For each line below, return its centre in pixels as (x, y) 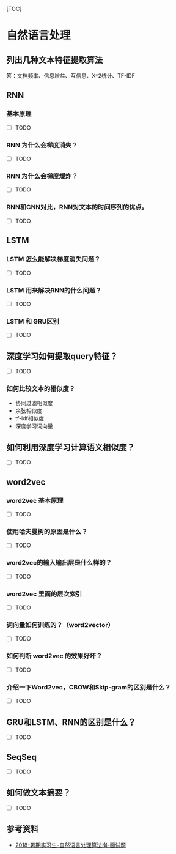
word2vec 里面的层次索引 (44, 594)
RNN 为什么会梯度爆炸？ (42, 176)
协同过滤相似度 (34, 403)
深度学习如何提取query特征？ (62, 356)
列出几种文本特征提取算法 (54, 60)
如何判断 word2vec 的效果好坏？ (54, 656)
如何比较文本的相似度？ (41, 389)
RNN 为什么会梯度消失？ (42, 145)
